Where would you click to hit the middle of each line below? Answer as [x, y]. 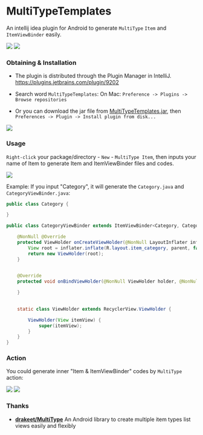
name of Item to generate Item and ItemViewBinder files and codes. [90, 163]
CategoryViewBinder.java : [38, 193]
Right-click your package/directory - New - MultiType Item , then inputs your [101, 157]
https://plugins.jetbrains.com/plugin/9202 [67, 83]
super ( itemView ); [60, 326]
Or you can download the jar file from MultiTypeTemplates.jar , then [98, 111]
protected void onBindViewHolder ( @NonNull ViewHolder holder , [97, 282]
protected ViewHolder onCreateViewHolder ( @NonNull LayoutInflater [102, 243]
